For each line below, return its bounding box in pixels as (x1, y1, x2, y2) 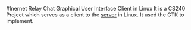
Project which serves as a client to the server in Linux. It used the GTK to (6, 11, 184, 18)
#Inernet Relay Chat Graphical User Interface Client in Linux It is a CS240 (6, 5, 186, 12)
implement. (6, 18, 34, 24)
